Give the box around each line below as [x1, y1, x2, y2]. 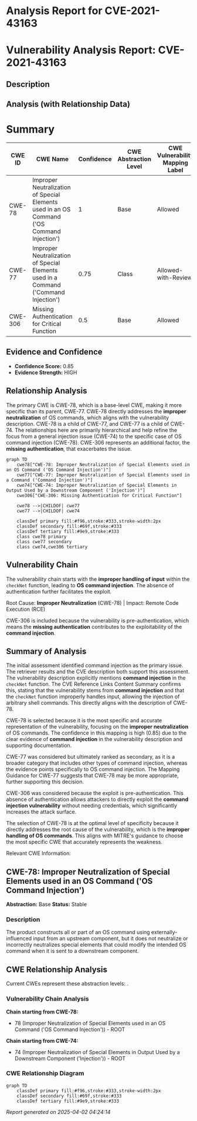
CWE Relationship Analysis [6, 964, 107, 974]
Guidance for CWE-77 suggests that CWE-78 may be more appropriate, [6, 772, 179, 779]
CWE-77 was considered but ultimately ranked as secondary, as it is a [6, 753, 175, 760]
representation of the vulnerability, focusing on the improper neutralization [6, 723, 189, 730]
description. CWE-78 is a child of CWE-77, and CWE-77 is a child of [6, 420, 169, 427]
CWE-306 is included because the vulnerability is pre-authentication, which [6, 617, 189, 624]
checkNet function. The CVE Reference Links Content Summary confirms [6, 681, 181, 688]
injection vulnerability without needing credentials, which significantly [6, 802, 178, 809]
